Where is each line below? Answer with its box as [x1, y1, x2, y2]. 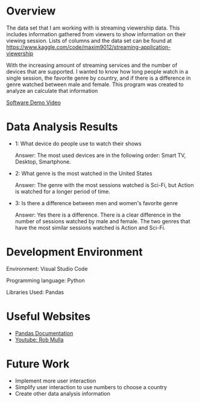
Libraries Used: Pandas [6, 288, 64, 296]
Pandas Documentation [14, 329, 73, 337]
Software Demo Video [6, 98, 61, 106]
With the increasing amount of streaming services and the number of [6, 62, 178, 69]
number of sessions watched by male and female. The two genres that [14, 217, 191, 224]
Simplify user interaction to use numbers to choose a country [14, 383, 167, 390]
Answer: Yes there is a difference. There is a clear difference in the [14, 211, 181, 218]
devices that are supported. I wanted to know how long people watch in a [6, 68, 189, 75]
